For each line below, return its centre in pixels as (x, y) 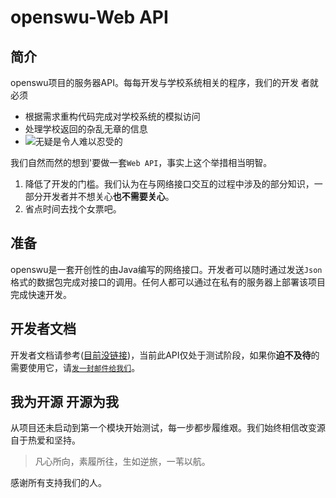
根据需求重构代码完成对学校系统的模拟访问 (112, 116)
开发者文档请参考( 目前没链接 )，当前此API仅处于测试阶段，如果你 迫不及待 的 (165, 355)
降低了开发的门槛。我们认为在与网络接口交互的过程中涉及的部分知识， (169, 184)
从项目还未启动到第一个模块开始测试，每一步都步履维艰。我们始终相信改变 (163, 428)
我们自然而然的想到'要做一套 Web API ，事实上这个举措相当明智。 (141, 162)
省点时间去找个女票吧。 (73, 209)
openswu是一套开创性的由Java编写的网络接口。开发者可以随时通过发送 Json (166, 269)
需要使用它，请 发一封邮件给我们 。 (75, 367)
